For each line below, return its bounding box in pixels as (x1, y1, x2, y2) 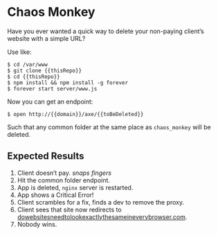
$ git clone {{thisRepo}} (7, 67, 82, 74)
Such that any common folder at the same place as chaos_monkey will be (7, 122, 211, 131)
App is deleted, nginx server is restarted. (17, 183, 134, 191)
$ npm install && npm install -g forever (7, 79, 129, 86)
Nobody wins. (17, 220, 57, 228)
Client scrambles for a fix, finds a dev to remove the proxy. (17, 198, 185, 206)
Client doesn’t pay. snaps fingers (17, 169, 112, 177)
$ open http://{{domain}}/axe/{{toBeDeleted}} (7, 111, 144, 117)
